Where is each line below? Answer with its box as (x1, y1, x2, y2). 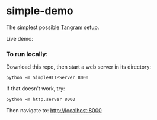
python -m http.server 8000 (6, 96, 76, 103)
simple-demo (6, 4, 73, 18)
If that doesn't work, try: (6, 85, 65, 92)
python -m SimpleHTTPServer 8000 (6, 75, 89, 81)
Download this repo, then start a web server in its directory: (6, 63, 151, 70)
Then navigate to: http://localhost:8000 (6, 107, 102, 114)
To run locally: (6, 50, 49, 58)
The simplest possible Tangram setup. (6, 24, 100, 31)
